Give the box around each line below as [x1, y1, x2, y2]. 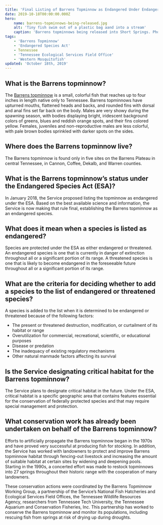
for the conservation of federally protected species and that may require [5, 398, 149, 404]
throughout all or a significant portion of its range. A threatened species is [5, 255, 153, 261]
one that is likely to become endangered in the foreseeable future [5, 260, 136, 266]
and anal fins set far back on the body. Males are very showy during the [5, 107, 149, 113]
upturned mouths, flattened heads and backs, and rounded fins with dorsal [5, 102, 155, 108]
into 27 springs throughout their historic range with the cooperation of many [5, 469, 157, 474]
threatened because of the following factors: [5, 313, 94, 319]
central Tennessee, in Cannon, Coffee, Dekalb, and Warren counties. [5, 160, 142, 166]
